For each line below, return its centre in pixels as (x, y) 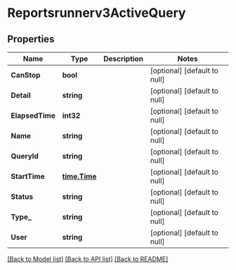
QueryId (25, 156)
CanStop (26, 75)
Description (123, 59)
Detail (21, 95)
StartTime (28, 176)
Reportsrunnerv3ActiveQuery (97, 13)
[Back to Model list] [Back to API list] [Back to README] (88, 259)
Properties (31, 39)
